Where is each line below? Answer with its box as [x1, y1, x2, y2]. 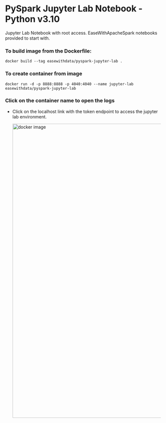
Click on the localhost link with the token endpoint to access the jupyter [12, 108, 158, 114]
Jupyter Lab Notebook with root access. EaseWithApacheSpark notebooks [5, 30, 158, 36]
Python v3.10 [5, 13, 60, 25]
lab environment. [12, 113, 47, 119]
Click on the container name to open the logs [5, 97, 115, 104]
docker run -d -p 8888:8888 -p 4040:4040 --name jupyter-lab [5, 81, 134, 87]
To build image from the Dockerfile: [5, 48, 92, 54]
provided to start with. [5, 35, 50, 41]
